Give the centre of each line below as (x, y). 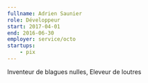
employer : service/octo (42, 39)
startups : (22, 46)
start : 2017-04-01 (34, 26)
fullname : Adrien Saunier (44, 13)
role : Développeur (34, 20)
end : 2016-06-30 (31, 33)
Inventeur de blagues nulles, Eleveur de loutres (74, 72)
